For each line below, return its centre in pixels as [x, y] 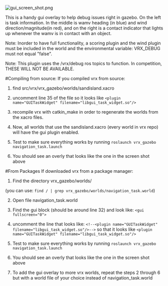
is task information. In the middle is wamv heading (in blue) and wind [76, 23]
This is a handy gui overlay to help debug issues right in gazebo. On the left [83, 17]
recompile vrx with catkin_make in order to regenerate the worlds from [86, 112]
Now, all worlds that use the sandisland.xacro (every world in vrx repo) [86, 127]
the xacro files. [28, 117]
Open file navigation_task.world [45, 200]
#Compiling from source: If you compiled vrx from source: [65, 78]
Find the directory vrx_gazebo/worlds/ [52, 181]
